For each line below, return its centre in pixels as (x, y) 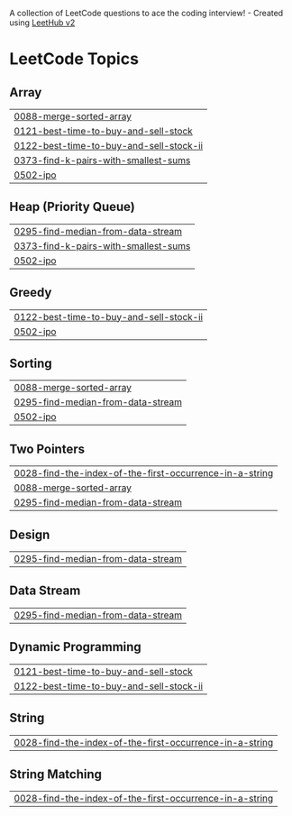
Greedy (31, 293)
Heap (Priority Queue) (72, 207)
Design (30, 534)
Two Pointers (47, 449)
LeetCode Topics (74, 59)
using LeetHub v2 (42, 23)
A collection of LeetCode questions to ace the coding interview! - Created (146, 13)
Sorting (31, 364)
